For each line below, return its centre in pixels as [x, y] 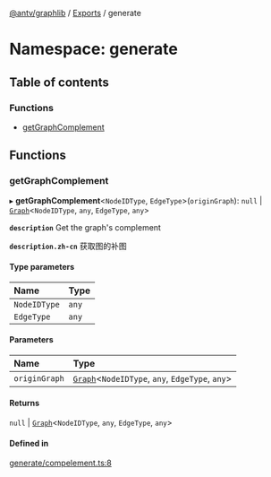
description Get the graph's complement [85, 227]
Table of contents [59, 82]
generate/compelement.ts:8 [60, 463]
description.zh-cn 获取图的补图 [68, 246]
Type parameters [42, 267]
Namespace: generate [94, 49]
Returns [25, 403]
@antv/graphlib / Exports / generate [75, 13]
